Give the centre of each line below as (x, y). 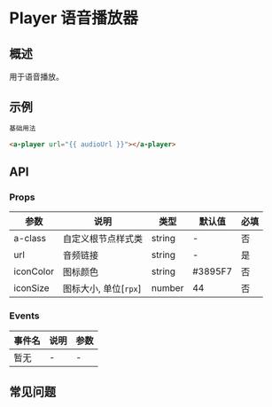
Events (24, 316)
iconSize (32, 288)
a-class (30, 239)
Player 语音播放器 (74, 18)
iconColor (34, 271)
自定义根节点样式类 (103, 239)
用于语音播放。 (36, 77)
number (167, 288)
